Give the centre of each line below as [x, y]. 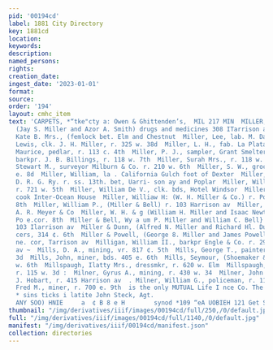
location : [25, 39]
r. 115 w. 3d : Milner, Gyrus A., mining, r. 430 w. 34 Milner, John [140, 273]
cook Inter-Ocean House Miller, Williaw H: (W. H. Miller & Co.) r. [136, 197]
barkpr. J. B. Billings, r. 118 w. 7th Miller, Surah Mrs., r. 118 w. [140, 159]
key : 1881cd [28, 31]
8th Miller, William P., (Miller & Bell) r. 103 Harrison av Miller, [140, 205]
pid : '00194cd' [34, 16]
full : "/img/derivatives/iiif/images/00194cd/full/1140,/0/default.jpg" [134, 318]
